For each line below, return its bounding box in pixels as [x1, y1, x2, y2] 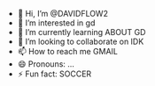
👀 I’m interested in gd [17, 18, 96, 28]
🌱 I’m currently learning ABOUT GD [17, 27, 146, 37]
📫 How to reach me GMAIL [17, 47, 118, 56]
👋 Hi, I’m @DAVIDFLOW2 [17, 9, 109, 18]
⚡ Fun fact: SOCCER [17, 68, 92, 79]
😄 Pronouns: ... [17, 59, 75, 69]
